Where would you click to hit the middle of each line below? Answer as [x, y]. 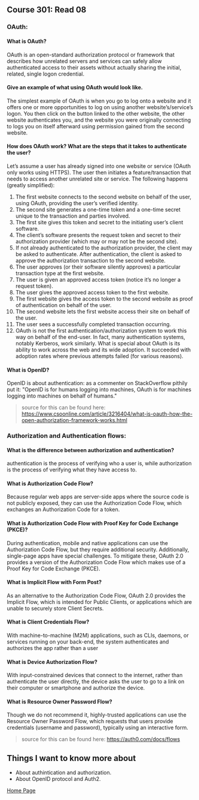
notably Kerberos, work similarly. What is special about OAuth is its [98, 343]
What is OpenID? [28, 370]
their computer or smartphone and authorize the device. [76, 688]
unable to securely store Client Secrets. [55, 608]
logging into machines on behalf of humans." [62, 396]
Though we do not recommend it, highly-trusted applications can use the [97, 715]
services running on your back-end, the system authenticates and [88, 642]
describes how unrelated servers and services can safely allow [84, 61]
